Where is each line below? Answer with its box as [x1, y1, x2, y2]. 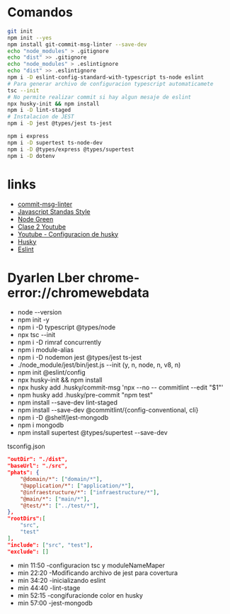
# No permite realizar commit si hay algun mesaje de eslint [7, 93, 192, 101]
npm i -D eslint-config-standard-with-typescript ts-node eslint [7, 74, 204, 81]
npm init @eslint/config [17, 368, 86, 377]
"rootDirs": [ [7, 515, 46, 523]
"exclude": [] [7, 548, 50, 555]
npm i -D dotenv [7, 152, 55, 159]
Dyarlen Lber [7, 270, 85, 285]
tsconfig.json [7, 442, 46, 450]
